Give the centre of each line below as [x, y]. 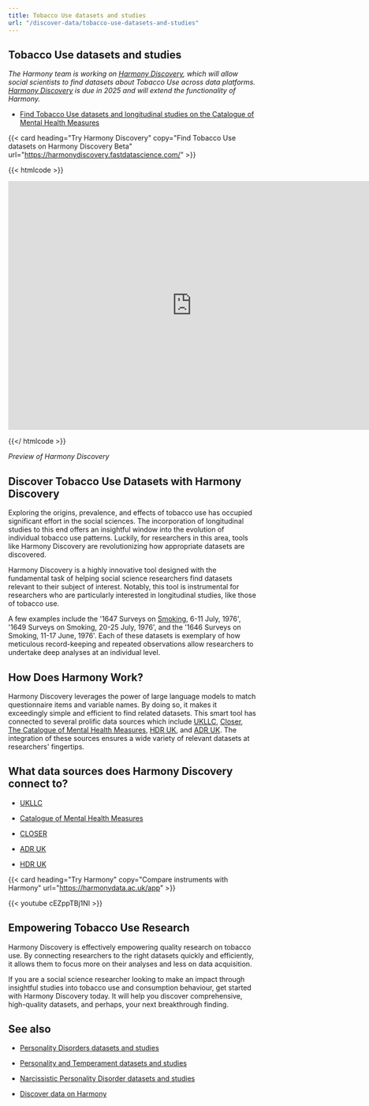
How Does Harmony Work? [76, 677]
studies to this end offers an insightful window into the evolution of [116, 529]
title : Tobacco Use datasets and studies [77, 15]
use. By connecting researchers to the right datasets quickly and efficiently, [131, 955]
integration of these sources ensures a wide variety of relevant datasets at [129, 738]
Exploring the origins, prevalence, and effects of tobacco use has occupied [130, 513]
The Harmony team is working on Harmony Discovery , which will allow [123, 74]
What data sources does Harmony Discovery [121, 771]
